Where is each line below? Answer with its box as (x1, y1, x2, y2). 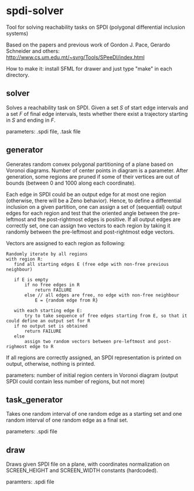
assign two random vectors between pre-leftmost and (24, 338, 156, 345)
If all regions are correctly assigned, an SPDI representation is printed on (6, 354, 182, 361)
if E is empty (13, 276, 49, 283)
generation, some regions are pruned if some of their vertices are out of (6, 173, 180, 180)
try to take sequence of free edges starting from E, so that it (24, 313, 188, 319)
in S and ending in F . (6, 116, 56, 123)
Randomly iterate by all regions (6, 251, 88, 257)
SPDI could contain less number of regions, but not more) (6, 378, 145, 385)
